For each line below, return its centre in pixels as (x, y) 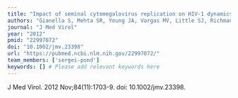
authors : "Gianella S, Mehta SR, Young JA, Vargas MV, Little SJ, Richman (120, 21)
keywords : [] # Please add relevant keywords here (84, 67)
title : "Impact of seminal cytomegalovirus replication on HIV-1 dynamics (120, 14)
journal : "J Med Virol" (42, 27)
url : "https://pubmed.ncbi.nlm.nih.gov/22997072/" (84, 54)
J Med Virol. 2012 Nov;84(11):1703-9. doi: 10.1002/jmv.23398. (97, 87)
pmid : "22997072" (33, 40)
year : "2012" (27, 34)
